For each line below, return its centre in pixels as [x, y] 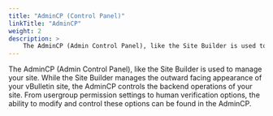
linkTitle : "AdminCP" [45, 24]
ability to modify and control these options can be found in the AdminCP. [130, 104]
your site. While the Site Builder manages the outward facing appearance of [135, 78]
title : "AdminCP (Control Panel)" [67, 16]
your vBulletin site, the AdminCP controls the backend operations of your [131, 87]
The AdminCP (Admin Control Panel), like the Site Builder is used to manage [135, 69]
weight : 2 [25, 31]
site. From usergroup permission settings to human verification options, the [134, 95]
